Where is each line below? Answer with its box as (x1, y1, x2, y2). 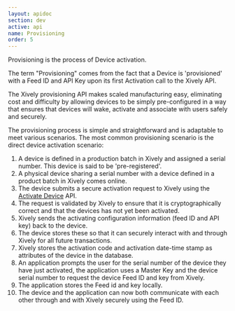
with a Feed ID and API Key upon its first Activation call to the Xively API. (8, 76, 217, 85)
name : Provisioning (8, 29, 65, 37)
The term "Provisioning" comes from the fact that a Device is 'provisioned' (8, 69, 222, 78)
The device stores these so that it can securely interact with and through (17, 229, 228, 237)
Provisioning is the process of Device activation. (8, 55, 147, 64)
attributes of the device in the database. (17, 251, 134, 260)
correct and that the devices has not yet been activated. (17, 207, 180, 215)
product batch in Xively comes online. (17, 177, 128, 186)
